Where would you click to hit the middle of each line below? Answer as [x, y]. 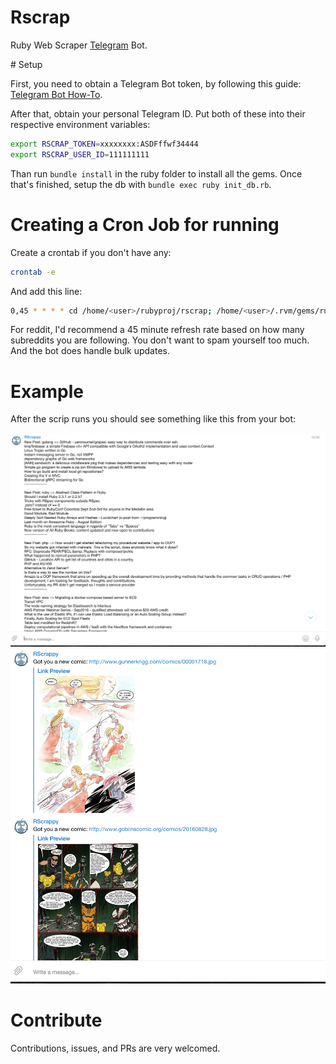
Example [47, 391]
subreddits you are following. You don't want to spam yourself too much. [160, 340]
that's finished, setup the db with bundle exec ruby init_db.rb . [141, 184]
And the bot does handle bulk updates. [90, 351]
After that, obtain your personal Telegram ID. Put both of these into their [158, 113]
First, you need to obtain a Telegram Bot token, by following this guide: [156, 83]
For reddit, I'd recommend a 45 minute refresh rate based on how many [157, 330]
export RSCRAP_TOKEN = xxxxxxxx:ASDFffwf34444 [104, 144]
